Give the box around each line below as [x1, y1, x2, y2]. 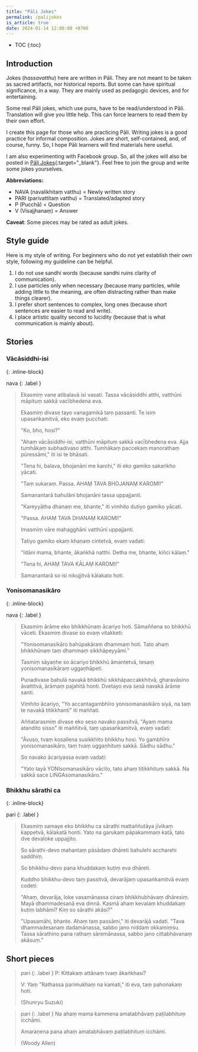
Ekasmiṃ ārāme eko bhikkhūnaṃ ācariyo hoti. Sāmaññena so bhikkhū [20, 623, 191, 630]
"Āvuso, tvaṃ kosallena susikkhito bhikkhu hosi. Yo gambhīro [20, 736, 170, 743]
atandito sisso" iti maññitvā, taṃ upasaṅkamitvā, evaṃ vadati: [20, 724, 171, 732]
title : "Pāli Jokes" [6, 8, 57, 15]
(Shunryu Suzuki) [20, 999, 63, 1006]
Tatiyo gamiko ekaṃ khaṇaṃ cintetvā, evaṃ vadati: [20, 537, 146, 544]
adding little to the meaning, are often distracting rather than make [14, 288, 176, 295]
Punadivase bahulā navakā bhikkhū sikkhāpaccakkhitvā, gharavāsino [20, 676, 189, 683]
